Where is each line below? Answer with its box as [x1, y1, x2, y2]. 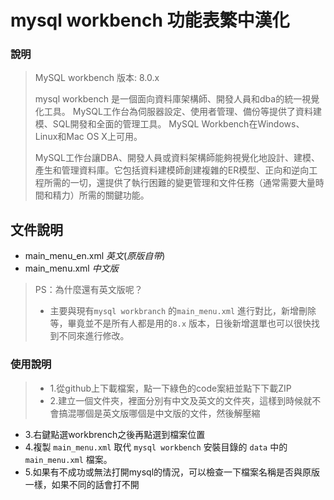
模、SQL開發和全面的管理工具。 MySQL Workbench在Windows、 [34, 118, 305, 130]
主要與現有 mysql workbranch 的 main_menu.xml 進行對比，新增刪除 [49, 305, 317, 317]
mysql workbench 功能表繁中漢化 [10, 9, 290, 32]
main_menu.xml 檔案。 [24, 453, 113, 465]
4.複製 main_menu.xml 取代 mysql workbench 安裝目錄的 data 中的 [24, 441, 288, 453]
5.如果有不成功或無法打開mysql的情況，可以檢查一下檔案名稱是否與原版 [24, 466, 321, 478]
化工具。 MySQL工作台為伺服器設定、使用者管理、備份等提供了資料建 [34, 106, 322, 118]
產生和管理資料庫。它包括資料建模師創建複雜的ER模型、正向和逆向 [34, 164, 310, 176]
